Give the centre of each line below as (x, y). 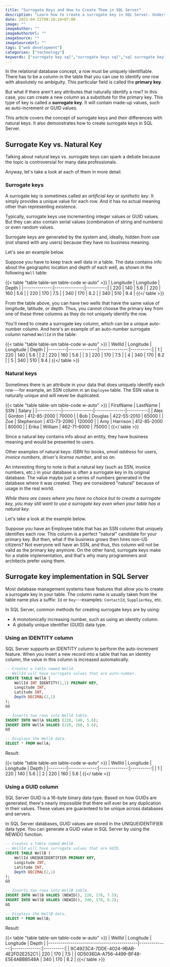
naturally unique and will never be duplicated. (53, 395)
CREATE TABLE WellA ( (28, 678)
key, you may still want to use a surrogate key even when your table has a (83, 503)
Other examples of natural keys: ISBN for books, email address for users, (81, 451)
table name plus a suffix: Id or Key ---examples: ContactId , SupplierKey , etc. (84, 600)
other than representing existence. (41, 207)
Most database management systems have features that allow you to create (84, 589)
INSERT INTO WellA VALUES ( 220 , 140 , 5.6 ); (52, 720)
